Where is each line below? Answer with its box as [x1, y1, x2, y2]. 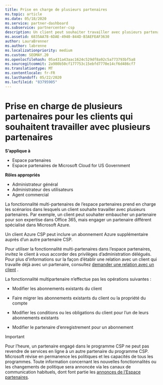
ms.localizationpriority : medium [5, 48, 73, 53]
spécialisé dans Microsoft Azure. [5, 222, 71, 228]
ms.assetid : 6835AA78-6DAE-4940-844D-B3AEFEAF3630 [5, 35, 110, 39]
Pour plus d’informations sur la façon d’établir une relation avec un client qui [5, 256, 157, 262]
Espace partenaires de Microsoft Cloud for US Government [12, 162, 130, 168]
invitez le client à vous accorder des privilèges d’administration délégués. [5, 251, 152, 257]
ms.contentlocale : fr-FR [5, 71, 55, 76]
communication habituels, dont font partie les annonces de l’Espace [5, 369, 141, 375]
